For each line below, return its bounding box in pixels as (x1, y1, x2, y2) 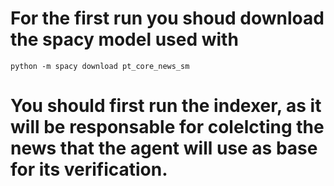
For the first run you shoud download (10, 7, 325, 30)
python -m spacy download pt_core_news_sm (10, 61, 190, 71)
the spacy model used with (10, 28, 239, 51)
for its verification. (10, 158, 168, 181)
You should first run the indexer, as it (10, 95, 322, 117)
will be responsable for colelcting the (10, 116, 325, 139)
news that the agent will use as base (10, 137, 318, 160)
